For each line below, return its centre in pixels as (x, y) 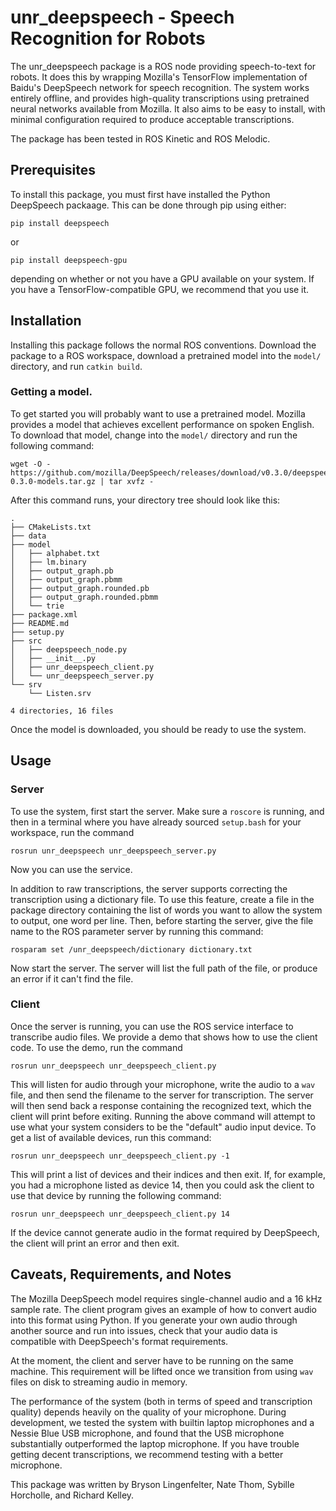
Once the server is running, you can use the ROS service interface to (152, 1026)
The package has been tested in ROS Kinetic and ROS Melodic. (140, 138)
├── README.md (40, 623)
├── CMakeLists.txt (51, 527)
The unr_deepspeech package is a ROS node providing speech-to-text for (163, 66)
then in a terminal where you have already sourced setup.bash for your (156, 822)
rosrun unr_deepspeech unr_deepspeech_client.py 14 (120, 1214)
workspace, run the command (72, 832)
